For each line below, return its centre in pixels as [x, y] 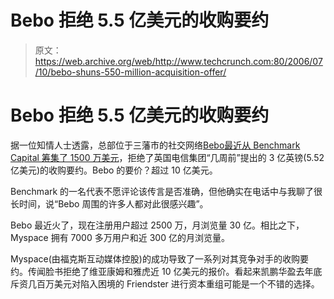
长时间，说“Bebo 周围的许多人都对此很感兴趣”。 [109, 203]
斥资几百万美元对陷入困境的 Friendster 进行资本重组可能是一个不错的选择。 [165, 283]
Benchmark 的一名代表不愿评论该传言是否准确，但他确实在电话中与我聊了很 [166, 191]
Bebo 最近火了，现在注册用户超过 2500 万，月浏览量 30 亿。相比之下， [157, 225]
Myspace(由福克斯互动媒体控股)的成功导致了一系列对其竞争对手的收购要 [159, 258]
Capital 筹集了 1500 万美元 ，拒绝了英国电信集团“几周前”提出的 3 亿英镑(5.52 [167, 157]
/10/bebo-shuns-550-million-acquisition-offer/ [130, 72]
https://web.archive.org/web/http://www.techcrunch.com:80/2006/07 [178, 61]
